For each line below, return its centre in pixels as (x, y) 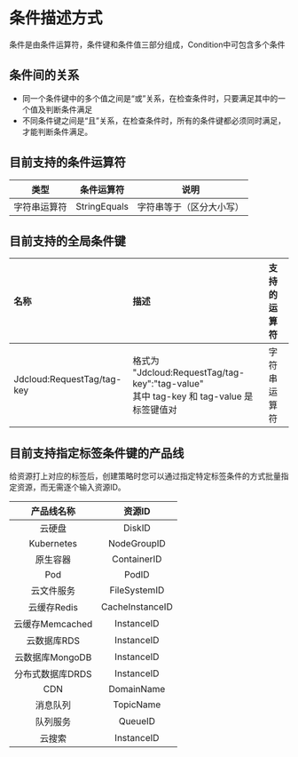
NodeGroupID (137, 544)
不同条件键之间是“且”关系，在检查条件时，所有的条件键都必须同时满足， (154, 120)
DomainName (137, 689)
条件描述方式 (56, 18)
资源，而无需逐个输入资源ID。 (71, 487)
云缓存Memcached (53, 625)
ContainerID (137, 559)
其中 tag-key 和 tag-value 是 (193, 396)
